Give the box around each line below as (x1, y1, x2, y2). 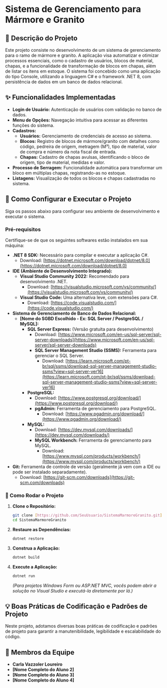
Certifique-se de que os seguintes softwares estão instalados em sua (5, 237, 148, 243)
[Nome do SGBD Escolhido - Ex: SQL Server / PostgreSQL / (19, 315, 144, 322)
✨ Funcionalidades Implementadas (5, 93, 116, 102)
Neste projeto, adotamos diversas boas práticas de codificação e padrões (5, 623, 158, 629)
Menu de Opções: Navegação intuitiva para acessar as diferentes (12, 117, 148, 123)
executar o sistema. (5, 213, 46, 220)
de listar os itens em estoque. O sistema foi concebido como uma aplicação (5, 68, 161, 74)
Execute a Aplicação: (12, 564, 57, 570)
